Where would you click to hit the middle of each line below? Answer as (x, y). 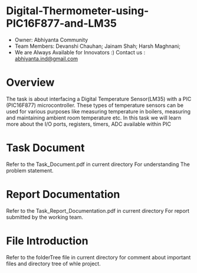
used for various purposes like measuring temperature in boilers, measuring (98, 111)
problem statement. (30, 170)
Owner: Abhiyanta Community (51, 40)
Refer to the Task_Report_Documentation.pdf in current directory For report (98, 210)
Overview (30, 82)
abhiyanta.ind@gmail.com (46, 58)
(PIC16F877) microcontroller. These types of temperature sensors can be (95, 105)
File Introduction (47, 241)
